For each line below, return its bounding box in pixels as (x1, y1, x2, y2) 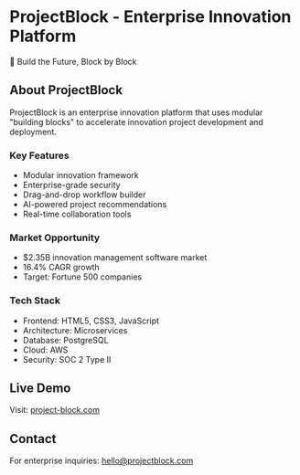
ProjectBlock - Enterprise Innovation (9, 6, 292, 27)
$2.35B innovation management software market (22, 252, 208, 263)
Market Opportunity (9, 231, 101, 244)
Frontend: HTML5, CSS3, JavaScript (22, 315, 160, 326)
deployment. (9, 126, 57, 137)
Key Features (9, 149, 70, 162)
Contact (9, 431, 57, 447)
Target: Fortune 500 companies (22, 271, 143, 282)
